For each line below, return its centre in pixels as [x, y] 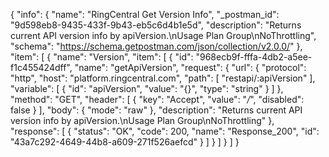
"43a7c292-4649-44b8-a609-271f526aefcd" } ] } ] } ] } [125, 142]
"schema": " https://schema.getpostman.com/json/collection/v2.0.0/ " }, [156, 46]
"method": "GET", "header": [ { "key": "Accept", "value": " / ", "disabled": [157, 99]
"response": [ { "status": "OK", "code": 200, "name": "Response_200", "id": [165, 131]
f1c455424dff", [41, 67]
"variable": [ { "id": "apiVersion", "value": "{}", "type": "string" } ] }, [147, 88]
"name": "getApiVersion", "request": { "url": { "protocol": [190, 67]
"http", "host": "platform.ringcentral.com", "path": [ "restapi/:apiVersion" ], [163, 78]
